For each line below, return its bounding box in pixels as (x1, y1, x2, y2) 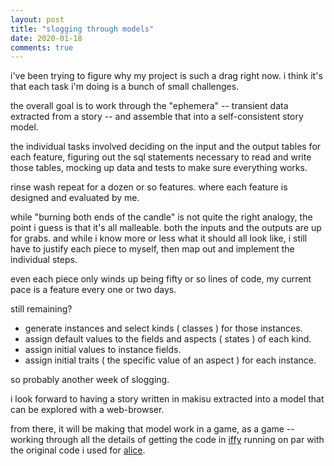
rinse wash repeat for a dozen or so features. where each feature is (10, 181, 288, 193)
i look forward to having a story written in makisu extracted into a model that (10, 393, 325, 405)
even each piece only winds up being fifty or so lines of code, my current (10, 273, 312, 285)
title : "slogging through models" (10, 24, 155, 34)
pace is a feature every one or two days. (10, 284, 177, 296)
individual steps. (10, 254, 78, 266)
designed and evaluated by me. (10, 192, 140, 204)
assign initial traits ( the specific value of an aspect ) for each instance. (24, 354, 317, 366)
